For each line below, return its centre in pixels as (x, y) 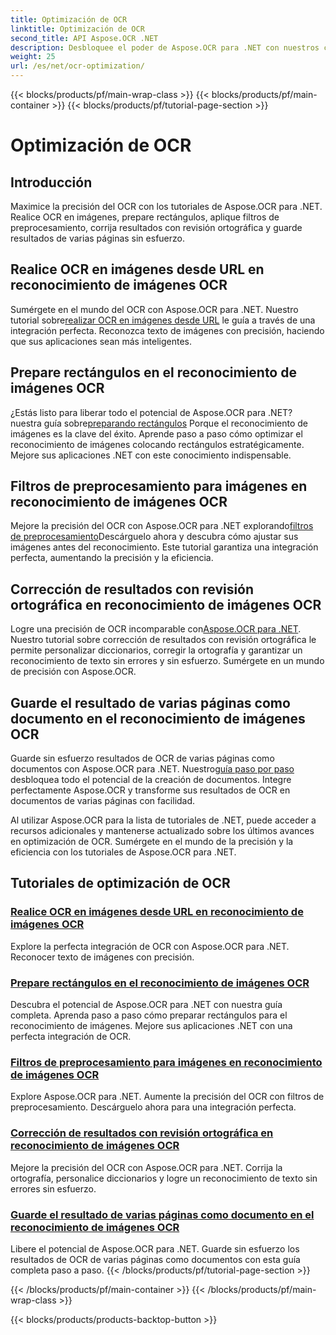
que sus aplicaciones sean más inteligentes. (101, 341)
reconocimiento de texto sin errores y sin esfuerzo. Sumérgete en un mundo (167, 661)
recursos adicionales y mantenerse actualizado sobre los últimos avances (162, 831)
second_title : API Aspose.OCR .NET (84, 38)
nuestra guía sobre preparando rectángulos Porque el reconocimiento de (159, 423)
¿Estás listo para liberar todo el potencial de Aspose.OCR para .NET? (151, 412)
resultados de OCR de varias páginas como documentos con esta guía (155, 1259)
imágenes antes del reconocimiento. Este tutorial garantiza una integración (164, 547)
